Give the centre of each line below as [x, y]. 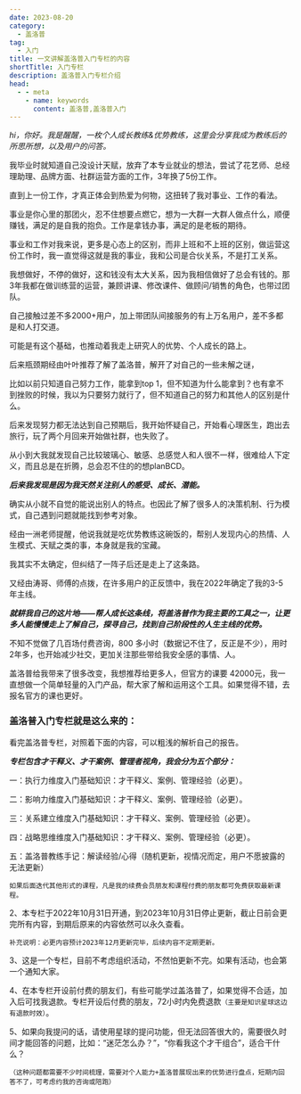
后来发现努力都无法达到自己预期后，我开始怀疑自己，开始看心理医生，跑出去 [150, 425]
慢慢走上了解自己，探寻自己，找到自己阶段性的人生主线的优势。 [150, 624]
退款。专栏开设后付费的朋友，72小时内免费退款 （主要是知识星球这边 [167, 1001]
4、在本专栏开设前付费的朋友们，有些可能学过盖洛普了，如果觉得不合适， [145, 990]
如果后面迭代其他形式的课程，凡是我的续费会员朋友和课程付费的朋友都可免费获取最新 [142, 885]
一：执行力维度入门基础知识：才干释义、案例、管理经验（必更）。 [128, 780]
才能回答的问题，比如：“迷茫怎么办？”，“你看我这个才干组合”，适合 [141, 1042]
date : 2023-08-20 [41, 17]
